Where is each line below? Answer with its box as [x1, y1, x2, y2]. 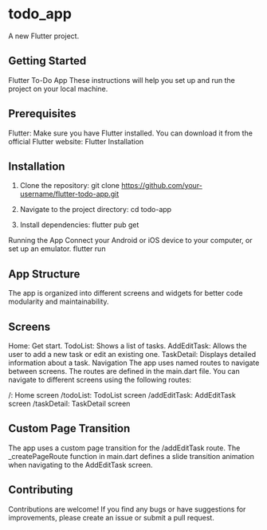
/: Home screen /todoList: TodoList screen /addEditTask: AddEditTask [8, 391, 237, 399]
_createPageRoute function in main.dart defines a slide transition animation [8, 451, 255, 461]
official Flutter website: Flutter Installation [8, 136, 144, 146]
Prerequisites [8, 107, 77, 120]
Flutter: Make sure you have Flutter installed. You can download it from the [8, 128, 253, 138]
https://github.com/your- [120, 181, 203, 190]
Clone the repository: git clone [19, 181, 120, 190]
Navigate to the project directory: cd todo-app [19, 205, 172, 214]
